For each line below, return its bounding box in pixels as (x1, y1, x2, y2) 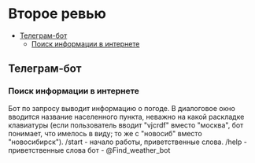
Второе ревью (8, 5, 106, 23)
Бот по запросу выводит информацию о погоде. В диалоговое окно (8, 103, 236, 113)
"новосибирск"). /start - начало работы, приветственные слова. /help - (8, 137, 248, 146)
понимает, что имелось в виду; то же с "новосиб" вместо (8, 128, 202, 138)
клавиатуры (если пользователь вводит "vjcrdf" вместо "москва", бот (8, 120, 244, 130)
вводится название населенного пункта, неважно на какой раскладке (8, 112, 245, 121)
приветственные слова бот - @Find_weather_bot (8, 145, 171, 154)
